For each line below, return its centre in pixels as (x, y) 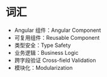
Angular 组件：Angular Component (58, 30)
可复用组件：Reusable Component (57, 37)
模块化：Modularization (43, 67)
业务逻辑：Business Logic (46, 52)
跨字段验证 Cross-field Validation (55, 60)
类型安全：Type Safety (42, 45)
